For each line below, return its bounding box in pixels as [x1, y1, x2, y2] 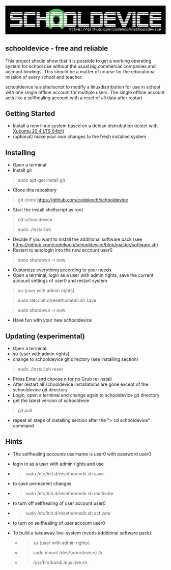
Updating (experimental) [5, 332, 85, 340]
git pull [17, 408, 32, 414]
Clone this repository [12, 187, 57, 193]
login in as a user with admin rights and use [12, 461, 104, 467]
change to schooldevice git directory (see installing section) [12, 356, 138, 362]
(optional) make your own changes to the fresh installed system [12, 133, 147, 140]
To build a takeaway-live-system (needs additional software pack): [12, 530, 153, 536]
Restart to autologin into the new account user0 [12, 247, 113, 253]
